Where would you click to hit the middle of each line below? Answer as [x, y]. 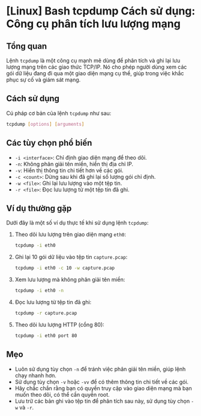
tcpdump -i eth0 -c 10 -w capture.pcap [65, 268]
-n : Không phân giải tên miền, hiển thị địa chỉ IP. [74, 164]
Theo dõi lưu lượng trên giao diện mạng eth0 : [70, 234]
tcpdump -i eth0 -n [39, 291]
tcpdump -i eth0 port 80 [46, 335]
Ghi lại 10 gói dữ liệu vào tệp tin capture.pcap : [71, 257]
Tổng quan [27, 46]
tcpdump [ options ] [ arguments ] [45, 124]
